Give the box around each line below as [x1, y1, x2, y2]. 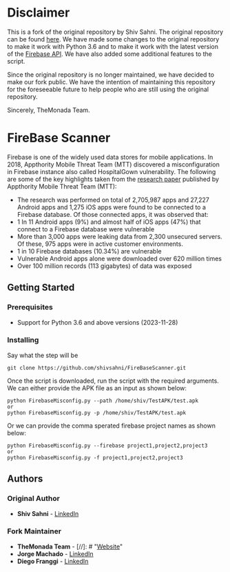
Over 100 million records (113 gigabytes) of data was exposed [17, 261, 192, 270]
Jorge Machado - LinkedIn [17, 549, 94, 557]
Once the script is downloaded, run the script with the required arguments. [7, 376, 219, 385]
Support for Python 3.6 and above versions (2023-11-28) [17, 318, 178, 326]
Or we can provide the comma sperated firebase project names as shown [7, 421, 216, 430]
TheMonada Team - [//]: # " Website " [17, 542, 123, 551]
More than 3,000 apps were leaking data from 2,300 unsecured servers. [17, 232, 222, 240]
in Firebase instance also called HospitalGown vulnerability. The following [7, 167, 216, 175]
